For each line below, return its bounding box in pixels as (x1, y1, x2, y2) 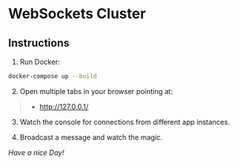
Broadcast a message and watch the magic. (19, 132, 164, 142)
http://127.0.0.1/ (39, 102, 89, 111)
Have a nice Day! (8, 148, 65, 157)
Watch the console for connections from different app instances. (19, 117, 231, 126)
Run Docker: (19, 57, 61, 66)
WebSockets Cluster (8, 5, 146, 23)
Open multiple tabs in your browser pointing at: (19, 86, 173, 96)
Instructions (8, 36, 70, 50)
